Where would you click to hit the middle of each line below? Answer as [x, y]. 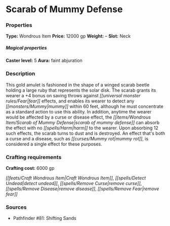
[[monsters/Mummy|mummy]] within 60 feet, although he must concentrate [84, 106]
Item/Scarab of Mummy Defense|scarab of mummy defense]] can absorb [83, 122]
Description [20, 73]
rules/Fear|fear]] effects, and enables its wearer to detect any [70, 101]
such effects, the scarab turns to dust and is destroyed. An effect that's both [86, 133]
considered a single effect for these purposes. [54, 144]
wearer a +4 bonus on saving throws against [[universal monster [73, 95]
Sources [16, 207]
